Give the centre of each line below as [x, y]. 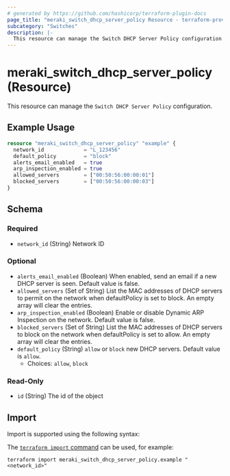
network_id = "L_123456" [67, 150]
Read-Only [26, 381]
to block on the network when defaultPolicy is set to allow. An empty [114, 334]
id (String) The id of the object [60, 396]
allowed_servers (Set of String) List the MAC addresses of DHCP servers [119, 291]
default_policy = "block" [62, 156]
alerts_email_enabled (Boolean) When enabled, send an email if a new [117, 276]
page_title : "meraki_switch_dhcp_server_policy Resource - [93, 20]
